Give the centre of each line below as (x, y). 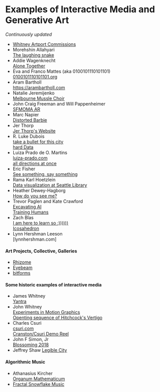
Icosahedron (26, 228)
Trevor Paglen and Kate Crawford (48, 201)
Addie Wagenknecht (34, 60)
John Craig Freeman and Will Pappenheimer (59, 103)
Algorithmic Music (25, 362)
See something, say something (45, 174)
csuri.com (23, 329)
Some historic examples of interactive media (54, 284)
